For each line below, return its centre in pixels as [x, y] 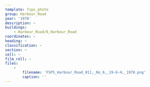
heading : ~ [16, 41]
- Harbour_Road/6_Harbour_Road [45, 32]
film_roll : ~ [18, 59]
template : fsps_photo [27, 9]
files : [12, 63]
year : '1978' [18, 18]
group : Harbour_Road [26, 14]
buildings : [16, 28]
